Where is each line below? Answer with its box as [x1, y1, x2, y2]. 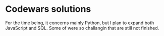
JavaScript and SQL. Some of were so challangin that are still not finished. [5, 25, 159, 31]
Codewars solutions [5, 3, 91, 15]
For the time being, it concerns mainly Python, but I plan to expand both [5, 20, 154, 26]
